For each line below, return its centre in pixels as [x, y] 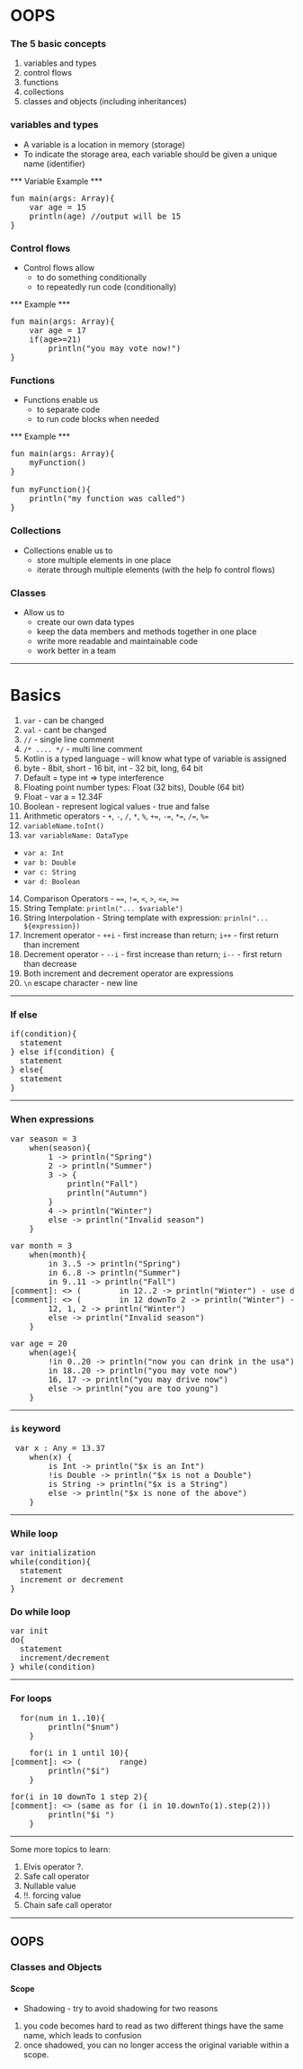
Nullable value [49, 1885]
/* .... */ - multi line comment [83, 748]
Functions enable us [61, 400]
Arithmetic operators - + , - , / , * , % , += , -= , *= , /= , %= [116, 816]
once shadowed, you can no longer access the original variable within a [156, 2045]
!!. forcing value [52, 1895]
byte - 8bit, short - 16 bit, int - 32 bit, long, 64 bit [113, 768]
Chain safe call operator [67, 1904]
